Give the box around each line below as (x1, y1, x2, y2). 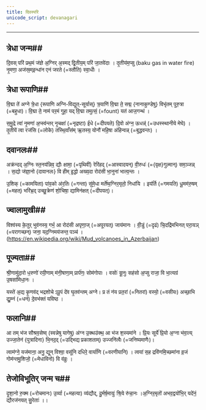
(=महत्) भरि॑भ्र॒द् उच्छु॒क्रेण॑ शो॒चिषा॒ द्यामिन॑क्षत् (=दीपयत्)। (6, 187, 114, 194)
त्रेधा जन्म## (6, 43, 43, 53)
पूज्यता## (6, 253, 35, 263)
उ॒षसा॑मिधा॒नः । (6, 276, 35, 283)
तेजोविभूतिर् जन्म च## (6, 373, 70, 384)
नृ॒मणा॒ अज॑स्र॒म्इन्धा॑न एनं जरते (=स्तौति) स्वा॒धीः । (6, 66, 101, 73)
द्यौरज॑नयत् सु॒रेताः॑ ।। (6, 397, 48, 404)
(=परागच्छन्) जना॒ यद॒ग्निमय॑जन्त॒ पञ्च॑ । (6, 228, 84, 236)
